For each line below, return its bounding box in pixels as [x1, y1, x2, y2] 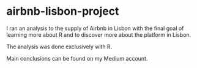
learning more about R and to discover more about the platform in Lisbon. [6, 31, 191, 38]
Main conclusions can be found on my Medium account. [6, 55, 148, 62]
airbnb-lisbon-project [6, 4, 119, 18]
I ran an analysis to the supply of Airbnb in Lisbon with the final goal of [6, 25, 184, 32]
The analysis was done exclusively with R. [6, 43, 113, 50]
